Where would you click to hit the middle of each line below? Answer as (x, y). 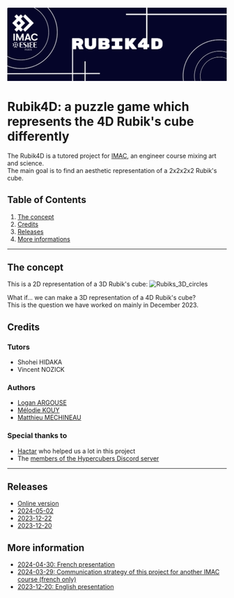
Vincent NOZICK (41, 370)
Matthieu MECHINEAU (49, 418)
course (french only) (47, 579)
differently (38, 136)
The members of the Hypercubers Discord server (88, 458)
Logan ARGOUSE (42, 403)
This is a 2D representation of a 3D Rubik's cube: (78, 284)
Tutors (18, 347)
